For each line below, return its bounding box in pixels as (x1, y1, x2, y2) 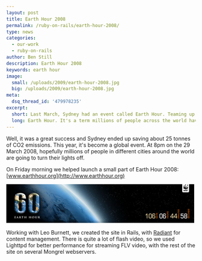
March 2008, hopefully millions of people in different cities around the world (6, 147, 195, 155)
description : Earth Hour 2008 (6, 60, 82, 66)
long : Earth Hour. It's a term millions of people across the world (11, 117, 187, 123)
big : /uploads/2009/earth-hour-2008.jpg (11, 86, 114, 92)
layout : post (6, 10, 39, 16)
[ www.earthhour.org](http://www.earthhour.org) (6, 172, 125, 179)
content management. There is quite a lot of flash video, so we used (6, 235, 175, 242)
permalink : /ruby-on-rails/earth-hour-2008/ (6, 22, 120, 28)
